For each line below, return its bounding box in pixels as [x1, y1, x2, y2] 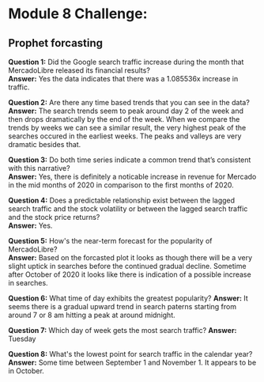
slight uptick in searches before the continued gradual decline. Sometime [8, 262, 247, 270]
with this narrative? [8, 164, 70, 172]
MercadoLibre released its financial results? [8, 66, 150, 75]
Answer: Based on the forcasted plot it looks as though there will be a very [8, 253, 253, 262]
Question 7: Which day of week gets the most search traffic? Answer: [8, 326, 237, 335]
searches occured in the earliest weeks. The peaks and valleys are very [8, 131, 242, 141]
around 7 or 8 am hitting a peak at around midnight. [8, 310, 175, 320]
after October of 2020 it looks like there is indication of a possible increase [8, 270, 251, 279]
